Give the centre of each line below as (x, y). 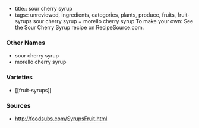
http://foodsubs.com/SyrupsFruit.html (61, 119)
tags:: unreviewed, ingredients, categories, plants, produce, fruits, (95, 15)
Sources (18, 105)
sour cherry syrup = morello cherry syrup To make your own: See (113, 21)
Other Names (26, 43)
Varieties (19, 78)
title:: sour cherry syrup (43, 9)
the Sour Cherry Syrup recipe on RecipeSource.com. (79, 27)
